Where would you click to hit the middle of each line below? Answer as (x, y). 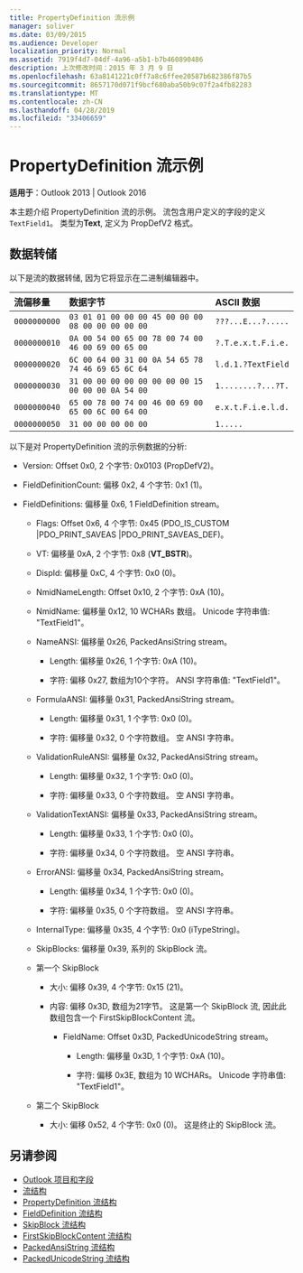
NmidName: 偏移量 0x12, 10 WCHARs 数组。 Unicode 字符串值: (153, 611)
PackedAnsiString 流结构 (69, 1247)
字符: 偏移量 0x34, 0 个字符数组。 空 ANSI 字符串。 (144, 852)
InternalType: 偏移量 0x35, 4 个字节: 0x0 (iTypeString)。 (140, 929)
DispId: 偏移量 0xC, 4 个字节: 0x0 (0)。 (108, 572)
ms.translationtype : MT (54, 93)
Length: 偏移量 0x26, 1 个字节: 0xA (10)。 (125, 661)
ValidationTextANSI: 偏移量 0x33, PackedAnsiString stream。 (149, 814)
